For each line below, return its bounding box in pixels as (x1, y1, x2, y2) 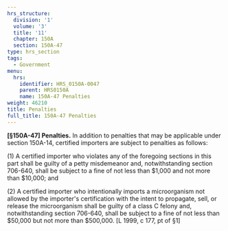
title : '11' (13, 29, 48, 36)
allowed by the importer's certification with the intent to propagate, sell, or (7, 194, 217, 203)
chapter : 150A (13, 36, 54, 43)
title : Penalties (7, 106, 57, 113)
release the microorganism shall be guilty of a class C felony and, (7, 201, 192, 210)
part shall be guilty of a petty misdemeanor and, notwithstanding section (7, 159, 213, 167)
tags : (7, 55, 23, 62)
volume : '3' (13, 23, 48, 30)
